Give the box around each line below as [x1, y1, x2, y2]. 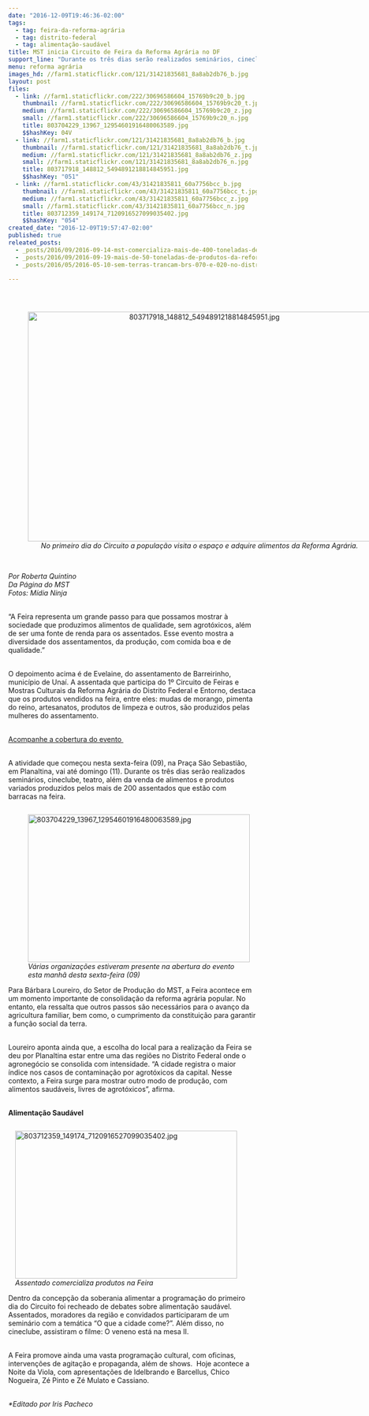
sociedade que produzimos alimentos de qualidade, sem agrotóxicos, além [8, 620, 252, 630]
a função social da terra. [8, 1019, 88, 1029]
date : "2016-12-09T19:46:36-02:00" [8, 11, 125, 20]
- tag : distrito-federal [15, 33, 97, 42]
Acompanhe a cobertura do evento [8, 735, 122, 744]
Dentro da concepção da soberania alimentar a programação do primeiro [8, 1294, 246, 1303]
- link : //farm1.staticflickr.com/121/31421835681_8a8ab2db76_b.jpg [15, 136, 245, 144]
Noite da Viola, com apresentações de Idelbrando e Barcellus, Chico [8, 1367, 230, 1377]
